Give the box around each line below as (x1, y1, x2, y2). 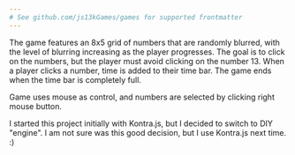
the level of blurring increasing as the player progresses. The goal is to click (9, 46, 285, 57)
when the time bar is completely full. (9, 74, 141, 85)
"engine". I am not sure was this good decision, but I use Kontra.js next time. (9, 127, 287, 137)
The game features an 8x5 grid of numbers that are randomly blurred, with (9, 37, 281, 48)
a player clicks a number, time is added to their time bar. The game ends (9, 65, 272, 76)
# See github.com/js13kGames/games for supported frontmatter (9, 12, 243, 22)
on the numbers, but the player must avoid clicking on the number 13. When (9, 55, 285, 66)
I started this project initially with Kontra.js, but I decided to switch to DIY (9, 118, 274, 129)
